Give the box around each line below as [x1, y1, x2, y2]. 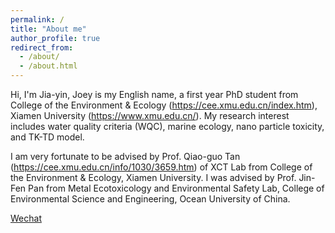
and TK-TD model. [10, 131, 85, 143]
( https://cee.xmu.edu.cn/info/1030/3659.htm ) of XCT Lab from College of [10, 161, 313, 173]
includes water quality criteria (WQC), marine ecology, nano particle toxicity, [10, 121, 325, 132]
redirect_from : [10, 42, 74, 53]
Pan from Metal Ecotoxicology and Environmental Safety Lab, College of [28, 182, 325, 194]
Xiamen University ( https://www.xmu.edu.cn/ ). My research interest [10, 110, 290, 121]
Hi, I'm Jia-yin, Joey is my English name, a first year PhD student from [10, 89, 299, 100]
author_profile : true [10, 33, 101, 43]
